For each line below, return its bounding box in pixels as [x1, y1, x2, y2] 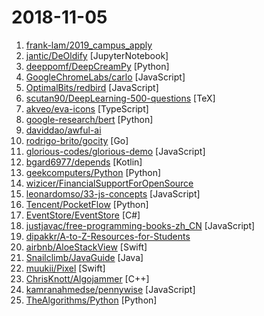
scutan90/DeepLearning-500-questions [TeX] [25, 92, 216, 104]
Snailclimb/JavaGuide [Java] [25, 251, 144, 263]
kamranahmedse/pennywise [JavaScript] [25, 283, 196, 295]
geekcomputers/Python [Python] [25, 166, 162, 178]
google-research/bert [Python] [25, 113, 154, 125]
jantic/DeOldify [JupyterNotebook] [25, 49, 169, 61]
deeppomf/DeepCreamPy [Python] [25, 60, 170, 72]
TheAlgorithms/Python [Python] [25, 294, 158, 306]
